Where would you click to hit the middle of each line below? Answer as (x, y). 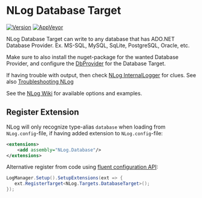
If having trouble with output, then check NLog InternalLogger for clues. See (101, 75)
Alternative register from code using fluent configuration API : (82, 167)
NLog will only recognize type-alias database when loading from (86, 127)
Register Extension (43, 112)
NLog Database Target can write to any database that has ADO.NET (91, 39)
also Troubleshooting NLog (40, 81)
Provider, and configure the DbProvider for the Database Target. (86, 63)
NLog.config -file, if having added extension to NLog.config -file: (85, 133)
